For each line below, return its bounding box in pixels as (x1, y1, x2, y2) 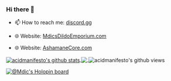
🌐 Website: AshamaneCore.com (14, 44, 93, 52)
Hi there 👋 (6, 5, 35, 14)
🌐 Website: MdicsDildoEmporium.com (14, 32, 107, 40)
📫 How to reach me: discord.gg (14, 19, 92, 26)
